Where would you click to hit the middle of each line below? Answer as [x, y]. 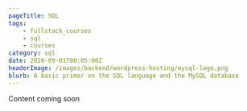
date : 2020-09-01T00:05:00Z [56, 61]
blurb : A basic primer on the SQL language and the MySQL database [124, 76]
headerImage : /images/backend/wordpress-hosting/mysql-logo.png [118, 68]
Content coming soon [44, 98]
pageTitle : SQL [34, 16]
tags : [17, 23]
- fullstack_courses [57, 31]
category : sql [32, 53]
